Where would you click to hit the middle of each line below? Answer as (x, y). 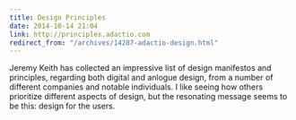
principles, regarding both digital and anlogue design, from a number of (141, 78)
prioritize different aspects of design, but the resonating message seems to (148, 97)
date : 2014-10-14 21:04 (54, 26)
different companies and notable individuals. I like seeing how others (136, 87)
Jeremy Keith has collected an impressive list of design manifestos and (140, 68)
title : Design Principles (57, 17)
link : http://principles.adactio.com (80, 34)
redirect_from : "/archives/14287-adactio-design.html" (114, 43)
